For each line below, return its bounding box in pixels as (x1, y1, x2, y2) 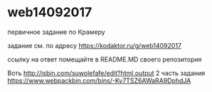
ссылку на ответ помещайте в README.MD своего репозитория (7, 54, 202, 64)
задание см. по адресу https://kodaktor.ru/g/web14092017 (7, 41, 182, 50)
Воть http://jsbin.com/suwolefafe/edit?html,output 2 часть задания (7, 69, 206, 77)
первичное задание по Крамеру (7, 28, 105, 36)
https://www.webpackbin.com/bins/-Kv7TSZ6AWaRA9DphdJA (7, 76, 191, 85)
